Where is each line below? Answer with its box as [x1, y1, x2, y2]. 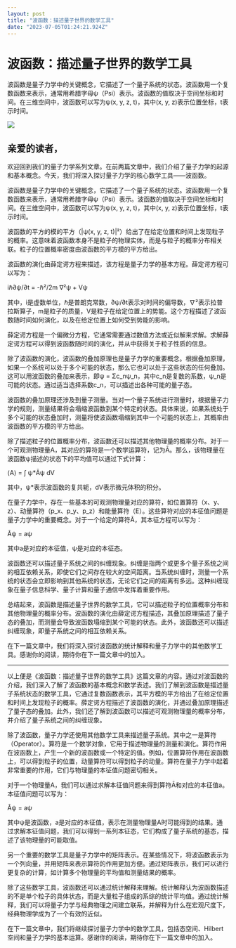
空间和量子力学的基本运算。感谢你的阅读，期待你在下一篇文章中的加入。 [7, 933, 216, 942]
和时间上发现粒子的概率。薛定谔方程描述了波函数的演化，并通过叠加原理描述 [7, 699, 229, 707]
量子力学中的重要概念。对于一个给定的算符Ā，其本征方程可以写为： [7, 516, 202, 524]
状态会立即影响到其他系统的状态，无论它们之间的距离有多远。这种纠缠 [19, 577, 223, 585]
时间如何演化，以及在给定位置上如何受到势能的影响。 [19, 316, 173, 324]
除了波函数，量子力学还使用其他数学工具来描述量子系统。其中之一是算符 [7, 731, 216, 739]
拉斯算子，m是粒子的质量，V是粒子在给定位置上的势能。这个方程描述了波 [7, 307, 220, 316]
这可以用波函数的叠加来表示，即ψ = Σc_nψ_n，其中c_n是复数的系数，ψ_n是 [7, 372, 227, 380]
